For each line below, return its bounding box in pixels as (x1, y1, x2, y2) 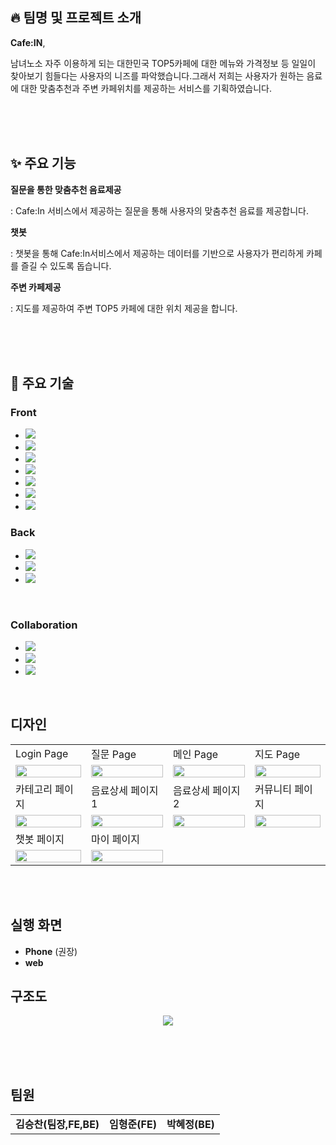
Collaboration (10, 618, 78, 632)
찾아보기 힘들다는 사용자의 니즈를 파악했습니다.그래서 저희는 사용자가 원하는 (10, 69, 305, 82)
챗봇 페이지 (15, 832, 65, 846)
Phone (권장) (24, 945, 78, 957)
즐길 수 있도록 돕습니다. (20, 259, 112, 272)
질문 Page (91, 747, 137, 761)
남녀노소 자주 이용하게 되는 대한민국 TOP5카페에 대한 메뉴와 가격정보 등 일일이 (10, 57, 317, 69)
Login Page (15, 746, 69, 760)
